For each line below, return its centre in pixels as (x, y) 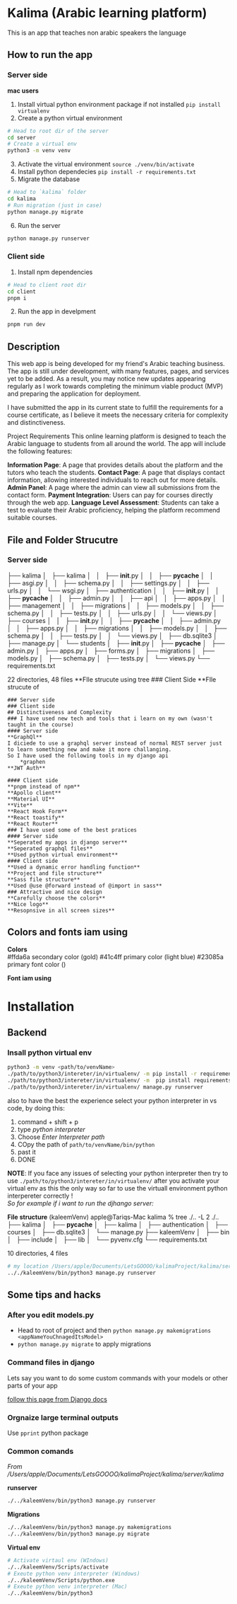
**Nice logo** (28, 904)
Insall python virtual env (50, 1053)
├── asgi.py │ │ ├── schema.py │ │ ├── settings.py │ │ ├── (109, 583)
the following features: (40, 452)
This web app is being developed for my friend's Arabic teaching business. (116, 364)
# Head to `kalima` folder (47, 193)
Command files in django (51, 1363)
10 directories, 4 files (38, 1253)
